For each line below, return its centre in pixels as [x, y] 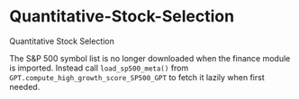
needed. [25, 87]
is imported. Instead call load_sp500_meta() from [99, 68]
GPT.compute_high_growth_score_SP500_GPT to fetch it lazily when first [137, 77]
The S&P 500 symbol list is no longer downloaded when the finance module [150, 58]
